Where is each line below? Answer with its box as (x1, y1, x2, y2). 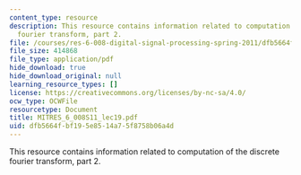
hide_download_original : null (9, 72, 123, 81)
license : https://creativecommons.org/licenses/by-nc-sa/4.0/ (9, 88, 246, 97)
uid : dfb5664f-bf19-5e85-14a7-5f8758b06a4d (9, 122, 175, 131)
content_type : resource (9, 13, 99, 22)
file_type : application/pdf (9, 55, 115, 64)
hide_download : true (9, 64, 87, 73)
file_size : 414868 (9, 47, 78, 56)
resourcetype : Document (9, 105, 99, 114)
